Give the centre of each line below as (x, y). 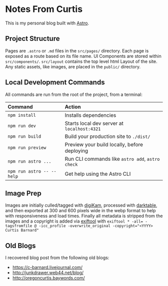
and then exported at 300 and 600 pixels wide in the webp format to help (80, 211)
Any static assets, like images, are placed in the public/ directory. (73, 66)
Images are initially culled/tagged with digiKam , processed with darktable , (81, 205)
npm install (22, 115)
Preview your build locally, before (104, 144)
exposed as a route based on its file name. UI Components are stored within (83, 56)
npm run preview (27, 147)
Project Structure (32, 39)
